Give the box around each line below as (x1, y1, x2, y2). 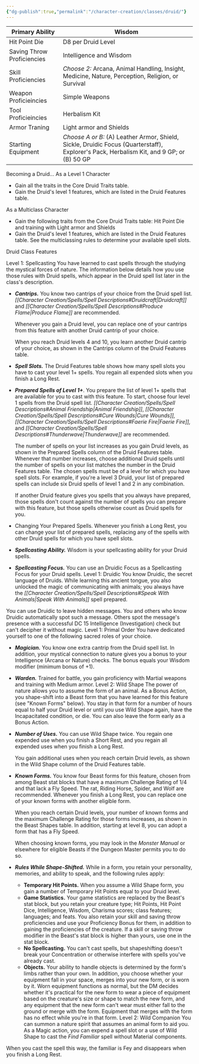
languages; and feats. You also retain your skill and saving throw (23, 913, 181, 920)
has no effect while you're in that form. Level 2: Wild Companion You (23, 1014, 191, 1021)
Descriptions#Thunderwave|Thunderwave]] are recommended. (14, 430, 170, 437)
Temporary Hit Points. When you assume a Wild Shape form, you (23, 881, 184, 889)
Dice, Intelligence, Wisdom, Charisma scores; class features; (23, 906, 172, 914)
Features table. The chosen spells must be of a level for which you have (14, 467, 191, 474)
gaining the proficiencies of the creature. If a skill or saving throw (23, 926, 182, 933)
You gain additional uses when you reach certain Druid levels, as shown (14, 754, 190, 761)
